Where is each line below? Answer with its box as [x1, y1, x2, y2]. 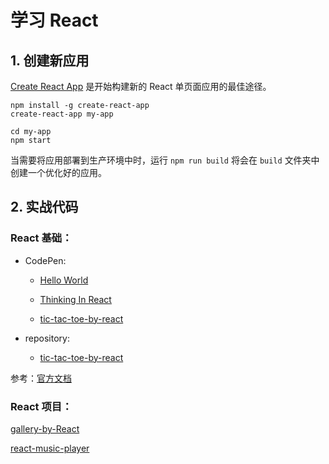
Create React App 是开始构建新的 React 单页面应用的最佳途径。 [10, 81, 272, 92]
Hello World [39, 274, 89, 286]
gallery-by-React [10, 422, 80, 435]
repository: [24, 332, 70, 344]
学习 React [10, 9, 99, 32]
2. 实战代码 [10, 199, 79, 216]
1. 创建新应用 [10, 52, 90, 69]
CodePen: [24, 254, 67, 266]
